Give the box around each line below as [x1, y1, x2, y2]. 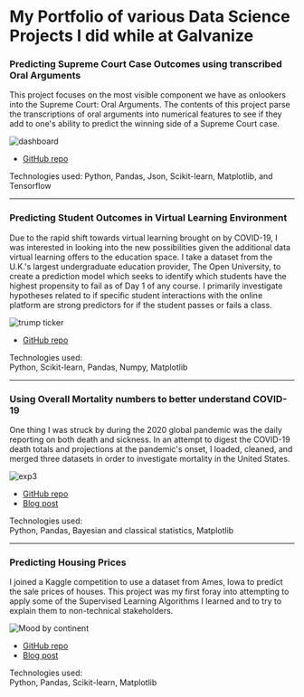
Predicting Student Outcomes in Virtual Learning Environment [9, 212, 288, 224]
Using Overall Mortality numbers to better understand [9, 392, 252, 405]
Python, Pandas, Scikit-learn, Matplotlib [9, 677, 157, 688]
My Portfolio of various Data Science [9, 6, 291, 27]
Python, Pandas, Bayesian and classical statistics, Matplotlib [9, 525, 234, 536]
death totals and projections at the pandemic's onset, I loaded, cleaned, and [9, 444, 293, 455]
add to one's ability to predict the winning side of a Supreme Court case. [9, 118, 280, 129]
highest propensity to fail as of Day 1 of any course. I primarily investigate [9, 280, 283, 291]
